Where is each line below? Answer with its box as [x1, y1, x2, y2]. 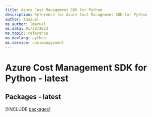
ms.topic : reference [5, 31, 49, 36]
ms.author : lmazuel [5, 21, 46, 27]
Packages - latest [5, 93, 61, 101]
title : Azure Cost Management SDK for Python [5, 7, 102, 13]
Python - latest [5, 73, 69, 84]
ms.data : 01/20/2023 [5, 26, 49, 31]
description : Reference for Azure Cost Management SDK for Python [5, 12, 147, 17]
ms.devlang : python [5, 36, 46, 41]
